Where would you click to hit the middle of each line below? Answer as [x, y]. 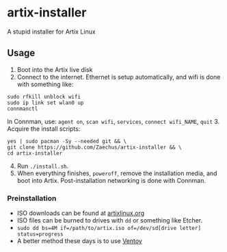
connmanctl [23, 109]
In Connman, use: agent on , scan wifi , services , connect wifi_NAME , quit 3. [113, 121]
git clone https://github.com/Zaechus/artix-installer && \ [95, 147]
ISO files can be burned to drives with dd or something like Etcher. [110, 220]
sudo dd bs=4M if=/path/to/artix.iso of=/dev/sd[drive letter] [109, 228]
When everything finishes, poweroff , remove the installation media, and [117, 173]
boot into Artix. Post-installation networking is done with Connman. [111, 180]
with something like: [45, 84]
